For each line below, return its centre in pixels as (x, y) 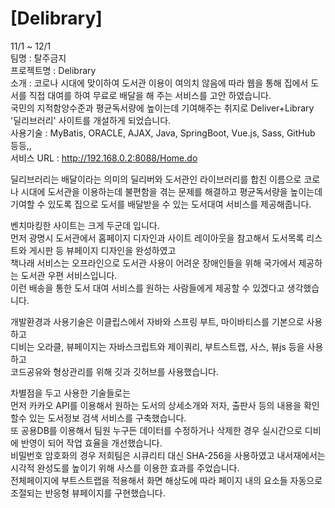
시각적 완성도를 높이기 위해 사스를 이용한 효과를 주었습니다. (125, 468)
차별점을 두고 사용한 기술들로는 (71, 393)
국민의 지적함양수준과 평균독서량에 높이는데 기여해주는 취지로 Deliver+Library (162, 108)
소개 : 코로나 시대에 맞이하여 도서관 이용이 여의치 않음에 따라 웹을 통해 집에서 (159, 83)
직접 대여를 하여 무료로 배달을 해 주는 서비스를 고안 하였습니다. (150, 95)
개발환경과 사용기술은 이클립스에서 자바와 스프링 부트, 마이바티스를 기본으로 (157, 321)
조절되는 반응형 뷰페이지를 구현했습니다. (88, 493)
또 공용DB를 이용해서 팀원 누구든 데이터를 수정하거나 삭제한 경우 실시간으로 (156, 430)
